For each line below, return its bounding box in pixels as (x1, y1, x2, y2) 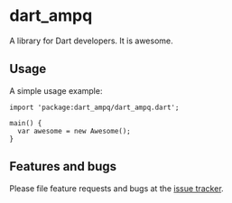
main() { (9, 118, 42, 127)
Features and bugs (9, 159, 117, 174)
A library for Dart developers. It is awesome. (9, 35, 173, 46)
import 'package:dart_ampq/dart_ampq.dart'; (9, 103, 180, 112)
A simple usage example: (9, 85, 103, 96)
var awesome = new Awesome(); (17, 126, 131, 135)
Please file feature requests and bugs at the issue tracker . (9, 182, 224, 194)
